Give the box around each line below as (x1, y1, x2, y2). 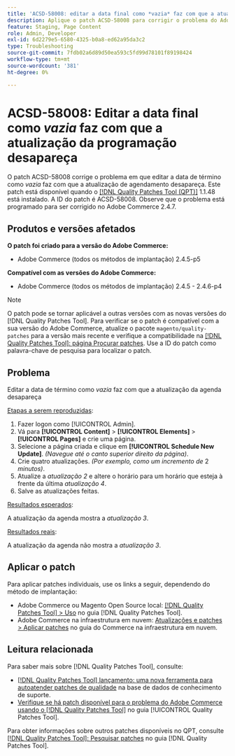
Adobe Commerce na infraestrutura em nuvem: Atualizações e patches (17, 615, 222, 624)
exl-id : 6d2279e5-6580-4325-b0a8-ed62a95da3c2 (7, 36, 145, 43)
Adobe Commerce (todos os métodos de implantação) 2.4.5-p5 (17, 255, 201, 263)
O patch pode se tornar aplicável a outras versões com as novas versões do (7, 309, 227, 318)
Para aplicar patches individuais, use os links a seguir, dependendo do (7, 580, 211, 588)
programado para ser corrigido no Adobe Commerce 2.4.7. (7, 202, 177, 211)
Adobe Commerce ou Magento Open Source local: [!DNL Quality (17, 601, 204, 609)
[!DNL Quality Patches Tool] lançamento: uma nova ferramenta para (17, 675, 213, 684)
